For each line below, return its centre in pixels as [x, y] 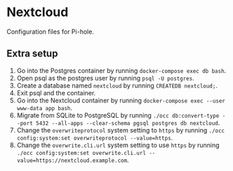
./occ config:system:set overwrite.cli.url [81, 153]
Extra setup [32, 54]
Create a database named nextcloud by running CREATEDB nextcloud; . [117, 85]
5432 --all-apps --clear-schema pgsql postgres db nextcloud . [128, 123]
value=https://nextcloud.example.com [72, 160]
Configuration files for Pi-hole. [50, 32]
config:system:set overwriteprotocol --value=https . [95, 137]
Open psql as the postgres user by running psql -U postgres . [105, 78]
